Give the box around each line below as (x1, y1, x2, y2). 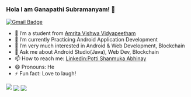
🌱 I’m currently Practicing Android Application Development (14, 36, 158, 43)
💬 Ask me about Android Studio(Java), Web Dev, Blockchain (14, 49, 159, 56)
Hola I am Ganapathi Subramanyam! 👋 (6, 5, 116, 13)
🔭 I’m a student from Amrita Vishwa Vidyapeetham (14, 30, 136, 37)
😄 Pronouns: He (14, 64, 54, 71)
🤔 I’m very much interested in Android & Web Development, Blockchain (14, 42, 185, 49)
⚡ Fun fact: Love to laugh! (14, 70, 77, 77)
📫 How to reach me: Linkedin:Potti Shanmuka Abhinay (14, 55, 147, 62)
